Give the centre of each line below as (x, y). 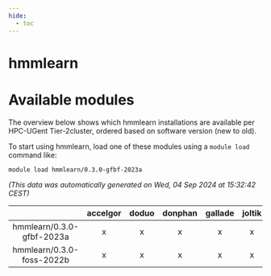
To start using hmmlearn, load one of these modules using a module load (129, 146)
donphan (180, 212)
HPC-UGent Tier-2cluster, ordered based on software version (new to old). (132, 130)
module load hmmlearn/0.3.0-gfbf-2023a (75, 170)
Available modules (71, 99)
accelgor (104, 212)
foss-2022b (46, 260)
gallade (220, 212)
